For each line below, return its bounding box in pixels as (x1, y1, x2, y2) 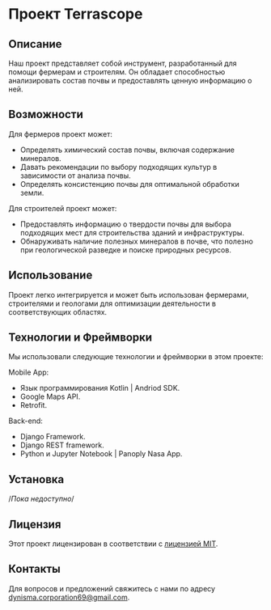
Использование (8, 269, 93, 282)
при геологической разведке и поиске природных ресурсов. (19, 244, 232, 255)
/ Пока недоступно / (8, 494, 74, 504)
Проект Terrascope (8, 5, 143, 23)
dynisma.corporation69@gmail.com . (8, 592, 130, 602)
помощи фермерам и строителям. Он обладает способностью (8, 67, 226, 77)
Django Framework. (19, 432, 87, 442)
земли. (19, 188, 44, 197)
